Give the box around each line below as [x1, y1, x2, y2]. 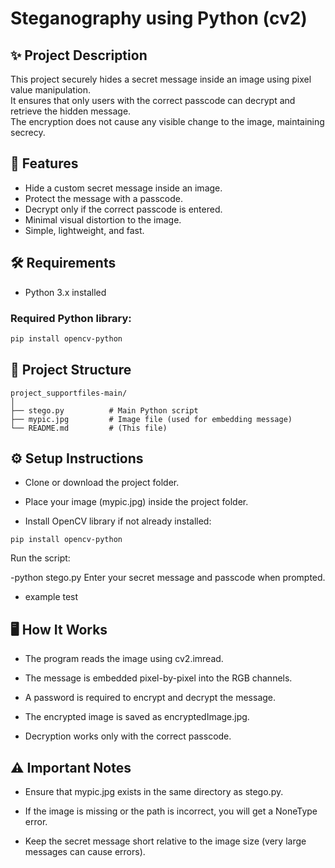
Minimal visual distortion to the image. [24, 213, 182, 226]
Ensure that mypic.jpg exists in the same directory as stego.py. [24, 786, 284, 798]
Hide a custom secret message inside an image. [24, 182, 223, 194]
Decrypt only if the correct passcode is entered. [24, 203, 223, 215]
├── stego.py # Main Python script [10, 405, 199, 416]
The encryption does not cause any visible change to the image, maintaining [10, 116, 325, 127]
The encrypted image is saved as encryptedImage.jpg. [24, 711, 250, 723]
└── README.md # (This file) [10, 423, 168, 433]
